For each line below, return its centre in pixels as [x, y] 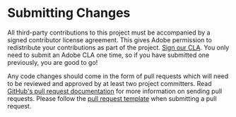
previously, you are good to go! [53, 62]
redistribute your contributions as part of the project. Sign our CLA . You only [118, 47]
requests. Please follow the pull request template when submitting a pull [112, 98]
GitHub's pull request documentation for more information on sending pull [115, 91]
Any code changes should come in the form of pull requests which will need [118, 76]
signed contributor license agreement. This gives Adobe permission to [110, 39]
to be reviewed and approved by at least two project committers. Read [110, 83]
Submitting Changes [69, 13]
